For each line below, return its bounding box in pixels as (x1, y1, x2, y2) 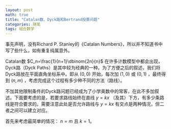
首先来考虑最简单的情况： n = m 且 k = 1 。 (5, 118, 94, 124)
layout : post (5, 7, 33, 13)
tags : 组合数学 (5, 27, 35, 32)
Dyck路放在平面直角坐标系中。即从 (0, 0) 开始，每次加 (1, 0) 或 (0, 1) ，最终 (5, 71, 162, 77)
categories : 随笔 (5, 21, 41, 27)
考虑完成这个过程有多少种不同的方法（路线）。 (28, 78, 125, 84)
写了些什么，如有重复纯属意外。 (5, 47, 72, 54)
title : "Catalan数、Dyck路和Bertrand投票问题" (5, 17, 100, 22)
